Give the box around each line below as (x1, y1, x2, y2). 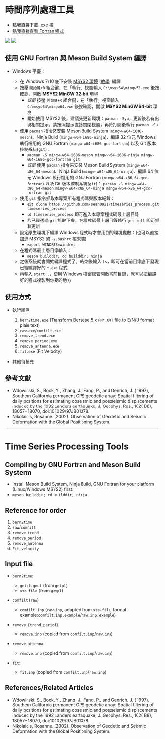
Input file (5, 559, 33, 568)
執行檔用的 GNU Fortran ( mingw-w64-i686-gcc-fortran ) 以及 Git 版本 (19, 140, 156, 146)
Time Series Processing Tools (5, 441, 129, 452)
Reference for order (5, 506, 67, 515)
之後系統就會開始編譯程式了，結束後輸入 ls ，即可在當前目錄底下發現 (19, 259, 159, 264)
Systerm (5, 468, 32, 477)
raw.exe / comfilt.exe (19, 327, 61, 333)
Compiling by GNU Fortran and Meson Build (5, 460, 141, 469)
